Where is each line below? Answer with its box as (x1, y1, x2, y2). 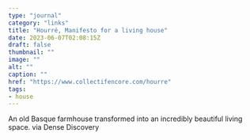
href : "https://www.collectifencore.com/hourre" (8, 78, 172, 85)
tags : (8, 85, 26, 93)
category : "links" (8, 19, 69, 27)
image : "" (8, 56, 41, 64)
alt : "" (8, 63, 34, 71)
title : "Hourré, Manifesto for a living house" (8, 26, 169, 34)
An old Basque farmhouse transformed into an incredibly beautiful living (8, 114, 243, 123)
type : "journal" (8, 11, 62, 20)
